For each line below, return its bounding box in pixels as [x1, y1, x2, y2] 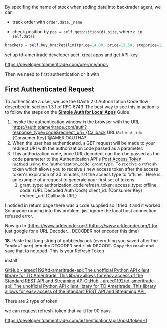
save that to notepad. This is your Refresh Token [5, 248, 104, 254]
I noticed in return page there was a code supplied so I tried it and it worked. [5, 202, 162, 208]
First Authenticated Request [5, 85, 94, 94]
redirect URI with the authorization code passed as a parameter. [12, 145, 143, 151]
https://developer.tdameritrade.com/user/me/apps [5, 61, 108, 67]
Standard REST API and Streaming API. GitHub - [5, 278, 102, 284]
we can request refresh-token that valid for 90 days [5, 308, 111, 314]
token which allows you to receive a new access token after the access [12, 166, 158, 172]
